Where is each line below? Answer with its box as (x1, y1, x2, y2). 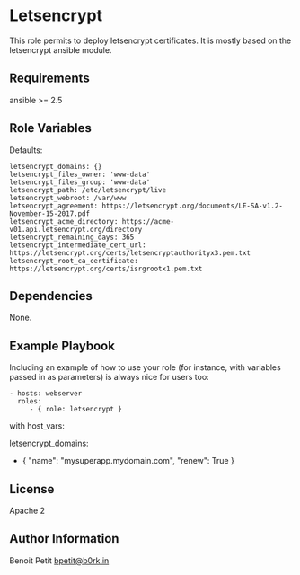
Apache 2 (9, 505, 46, 516)
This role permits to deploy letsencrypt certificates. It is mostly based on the (9, 35, 292, 46)
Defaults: (9, 145, 43, 155)
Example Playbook (9, 338, 115, 353)
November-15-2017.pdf (9, 208, 91, 218)
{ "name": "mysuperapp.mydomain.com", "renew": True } (22, 456, 235, 466)
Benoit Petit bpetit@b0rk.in (9, 554, 110, 566)
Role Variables (9, 120, 92, 136)
